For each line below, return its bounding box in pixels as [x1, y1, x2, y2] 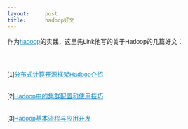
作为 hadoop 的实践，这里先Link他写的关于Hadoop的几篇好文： [7, 38, 184, 45]
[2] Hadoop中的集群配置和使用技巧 [7, 92, 104, 100]
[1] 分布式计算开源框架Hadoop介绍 [7, 70, 104, 79]
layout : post [7, 10, 58, 17]
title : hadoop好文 [7, 17, 75, 24]
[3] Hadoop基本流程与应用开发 [7, 114, 91, 122]
